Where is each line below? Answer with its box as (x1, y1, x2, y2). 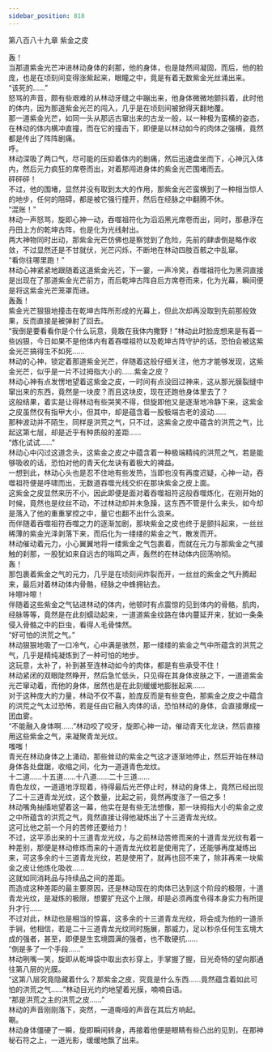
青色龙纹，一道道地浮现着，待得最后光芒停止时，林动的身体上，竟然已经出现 (8, 781, 264, 791)
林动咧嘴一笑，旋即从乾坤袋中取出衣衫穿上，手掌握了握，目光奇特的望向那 (8, 954, 257, 964)
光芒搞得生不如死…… (15, 346, 85, 356)
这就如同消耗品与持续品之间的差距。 (8, 873, 130, 883)
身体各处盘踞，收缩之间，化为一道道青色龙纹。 (8, 761, 164, 771)
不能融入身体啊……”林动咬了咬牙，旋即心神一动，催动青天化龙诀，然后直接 (11, 721, 261, 730)
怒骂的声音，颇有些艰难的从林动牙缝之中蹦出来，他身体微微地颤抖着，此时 (8, 92, 257, 102)
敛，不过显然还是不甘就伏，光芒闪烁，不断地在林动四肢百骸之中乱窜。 (8, 245, 243, 254)
